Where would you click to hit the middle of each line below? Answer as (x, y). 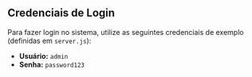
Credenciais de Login (61, 13)
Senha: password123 (52, 64)
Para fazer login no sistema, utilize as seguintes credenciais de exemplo (126, 32)
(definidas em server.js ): (49, 40)
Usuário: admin (43, 56)
